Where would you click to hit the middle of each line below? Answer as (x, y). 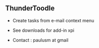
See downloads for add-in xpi (43, 30)
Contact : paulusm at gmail (40, 40)
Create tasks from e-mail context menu (53, 20)
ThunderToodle (30, 8)
